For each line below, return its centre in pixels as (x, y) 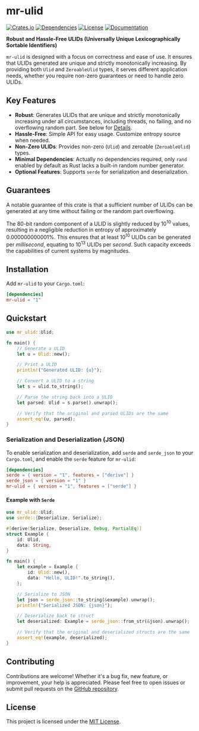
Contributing (30, 662)
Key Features (31, 101)
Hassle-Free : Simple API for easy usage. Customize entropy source (98, 134)
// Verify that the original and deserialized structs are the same (103, 632)
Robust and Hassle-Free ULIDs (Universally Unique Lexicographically (93, 39)
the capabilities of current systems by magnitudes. (68, 251)
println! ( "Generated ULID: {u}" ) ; (59, 370)
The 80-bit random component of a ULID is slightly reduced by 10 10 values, (98, 223)
